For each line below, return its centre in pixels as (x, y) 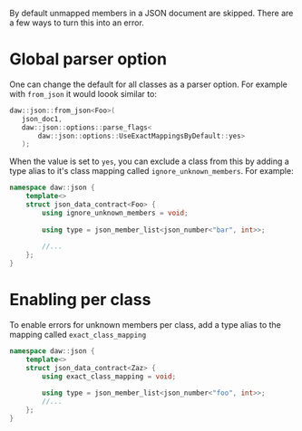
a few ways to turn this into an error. (77, 23)
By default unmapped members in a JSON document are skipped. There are (151, 13)
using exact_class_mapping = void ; (109, 376)
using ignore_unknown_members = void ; (115, 213)
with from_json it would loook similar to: (83, 93)
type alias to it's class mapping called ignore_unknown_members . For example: (151, 171)
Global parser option (88, 59)
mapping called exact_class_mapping (78, 335)
